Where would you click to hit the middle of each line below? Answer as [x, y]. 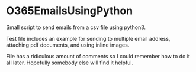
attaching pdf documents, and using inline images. [68, 45]
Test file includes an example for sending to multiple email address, [88, 38]
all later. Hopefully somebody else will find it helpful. [70, 63]
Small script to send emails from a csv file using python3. [76, 27]
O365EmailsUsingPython [70, 11]
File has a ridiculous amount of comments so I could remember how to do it [98, 56]
